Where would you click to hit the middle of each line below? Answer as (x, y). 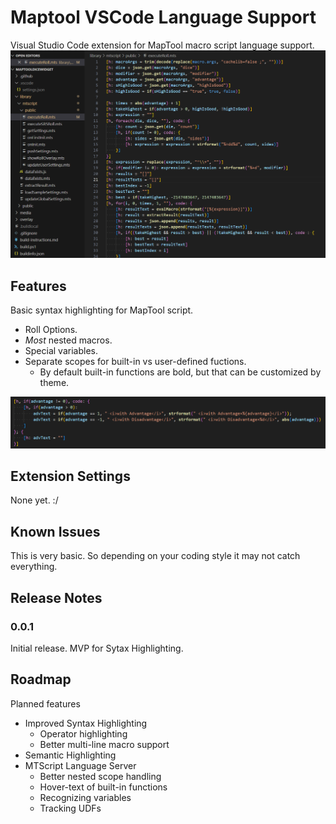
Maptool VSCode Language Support (163, 17)
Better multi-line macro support (104, 744)
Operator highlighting (83, 733)
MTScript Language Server (80, 765)
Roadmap (41, 679)
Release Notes (56, 597)
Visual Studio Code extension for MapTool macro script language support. (162, 45)
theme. (54, 382)
